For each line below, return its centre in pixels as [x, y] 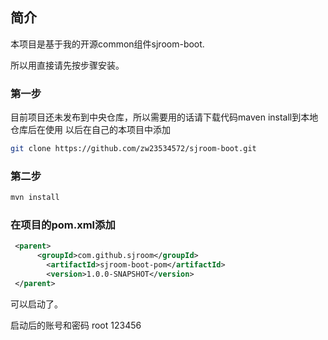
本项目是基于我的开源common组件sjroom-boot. [107, 44]
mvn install [35, 198]
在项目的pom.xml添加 [63, 225]
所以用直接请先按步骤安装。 [67, 65]
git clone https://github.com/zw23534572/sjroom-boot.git [133, 149]
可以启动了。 [36, 304]
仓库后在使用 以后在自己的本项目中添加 [90, 130]
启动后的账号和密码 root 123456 [76, 325]
